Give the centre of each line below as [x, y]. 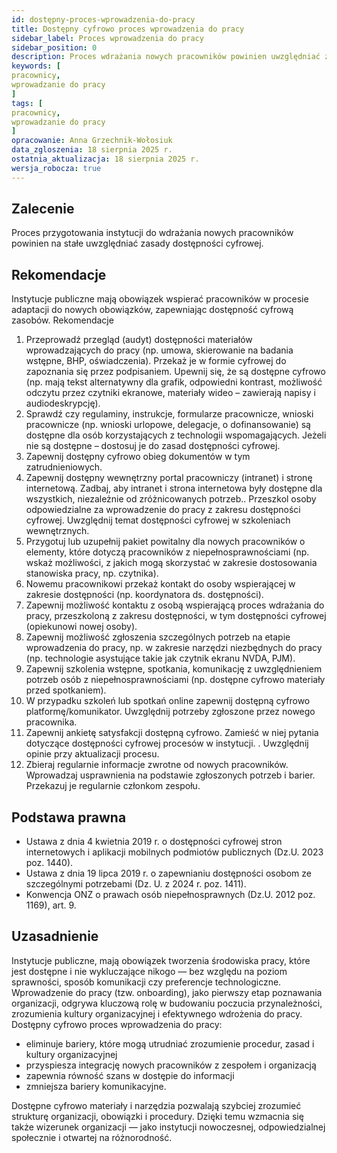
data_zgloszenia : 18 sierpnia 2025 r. [92, 150]
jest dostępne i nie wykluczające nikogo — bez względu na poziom [149, 971]
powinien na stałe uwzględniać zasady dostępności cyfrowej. [137, 243]
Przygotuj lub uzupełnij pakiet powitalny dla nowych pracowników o [165, 542]
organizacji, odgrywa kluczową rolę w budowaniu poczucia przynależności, [167, 1003]
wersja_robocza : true [56, 168]
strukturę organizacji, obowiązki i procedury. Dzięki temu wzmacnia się [157, 1116]
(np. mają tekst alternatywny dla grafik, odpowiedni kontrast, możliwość [174, 382]
